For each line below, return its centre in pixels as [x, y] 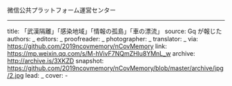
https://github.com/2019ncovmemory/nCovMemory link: [87, 46]
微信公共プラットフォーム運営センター [61, 10]
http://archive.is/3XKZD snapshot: [56, 61]
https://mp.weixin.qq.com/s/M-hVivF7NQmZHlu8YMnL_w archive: [101, 53]
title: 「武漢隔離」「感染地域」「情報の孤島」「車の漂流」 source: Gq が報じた [115, 31]
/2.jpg [16, 75]
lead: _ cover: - [47, 75]
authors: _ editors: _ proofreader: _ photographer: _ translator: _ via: [103, 39]
